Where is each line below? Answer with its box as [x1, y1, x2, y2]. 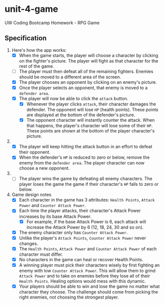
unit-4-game [4, 3, 59, 15]
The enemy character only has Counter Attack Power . [19, 229, 128, 235]
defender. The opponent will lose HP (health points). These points [26, 107, 159, 113]
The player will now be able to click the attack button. [19, 96, 129, 102]
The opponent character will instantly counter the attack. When [26, 117, 155, 123]
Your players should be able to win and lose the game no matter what [19, 283, 160, 289]
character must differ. [19, 251, 64, 257]
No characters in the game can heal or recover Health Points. [19, 256, 143, 262]
